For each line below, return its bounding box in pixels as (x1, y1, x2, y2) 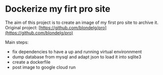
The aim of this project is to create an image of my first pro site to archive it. (5, 19, 159, 25)
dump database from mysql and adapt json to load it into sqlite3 (12, 54, 141, 59)
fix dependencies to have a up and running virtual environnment (12, 49, 142, 55)
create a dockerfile (12, 59, 51, 65)
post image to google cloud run (12, 64, 76, 70)
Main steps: (5, 39, 29, 45)
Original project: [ (5, 24, 41, 30)
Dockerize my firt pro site (5, 3, 110, 15)
